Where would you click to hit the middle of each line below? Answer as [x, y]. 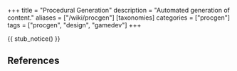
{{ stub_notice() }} [34, 39]
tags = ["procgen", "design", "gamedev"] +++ [74, 25]
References [33, 61]
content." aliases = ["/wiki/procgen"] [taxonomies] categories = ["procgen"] [118, 18]
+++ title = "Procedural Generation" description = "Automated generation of [118, 10]
